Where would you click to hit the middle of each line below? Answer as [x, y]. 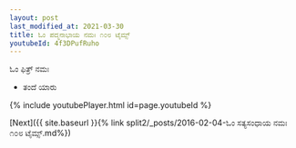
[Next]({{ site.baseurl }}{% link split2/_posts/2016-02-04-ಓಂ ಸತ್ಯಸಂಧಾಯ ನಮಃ [148, 123]
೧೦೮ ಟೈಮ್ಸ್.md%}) [40, 133]
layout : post [34, 18]
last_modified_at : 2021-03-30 [67, 26]
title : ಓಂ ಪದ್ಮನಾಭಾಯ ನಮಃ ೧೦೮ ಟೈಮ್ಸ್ [70, 35]
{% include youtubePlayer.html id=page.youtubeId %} [111, 105]
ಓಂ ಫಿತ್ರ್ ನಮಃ [30, 69]
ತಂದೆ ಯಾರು [40, 87]
